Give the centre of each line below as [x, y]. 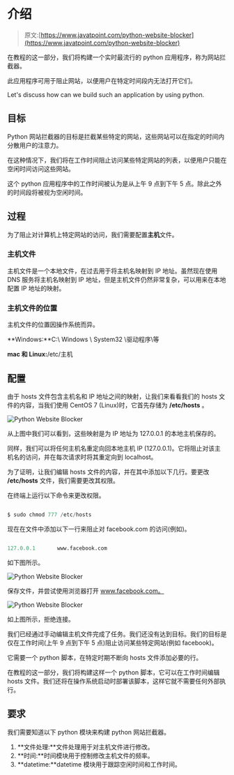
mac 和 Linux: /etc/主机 [40, 354]
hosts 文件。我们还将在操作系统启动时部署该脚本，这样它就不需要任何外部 [114, 681]
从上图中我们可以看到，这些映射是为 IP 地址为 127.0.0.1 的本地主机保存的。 [114, 433]
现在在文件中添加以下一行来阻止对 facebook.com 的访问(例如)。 [99, 529]
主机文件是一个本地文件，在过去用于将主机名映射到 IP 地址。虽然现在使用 [112, 271]
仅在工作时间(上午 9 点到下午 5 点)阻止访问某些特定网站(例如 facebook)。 [112, 642]
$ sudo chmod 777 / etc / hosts [49, 514]
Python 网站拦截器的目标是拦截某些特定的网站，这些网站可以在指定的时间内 [116, 136]
